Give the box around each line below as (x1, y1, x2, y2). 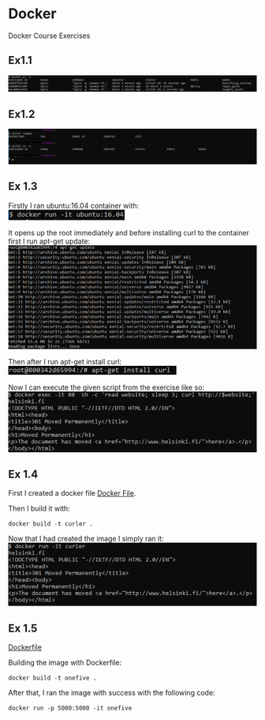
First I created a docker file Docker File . (8, 488, 136, 498)
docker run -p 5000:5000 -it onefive (8, 704, 132, 712)
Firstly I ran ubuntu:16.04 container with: (8, 201, 140, 210)
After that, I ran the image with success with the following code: (8, 688, 215, 698)
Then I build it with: (8, 503, 71, 514)
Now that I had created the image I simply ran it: (8, 534, 164, 544)
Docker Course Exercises (8, 31, 91, 40)
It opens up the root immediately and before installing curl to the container (8, 228, 250, 237)
